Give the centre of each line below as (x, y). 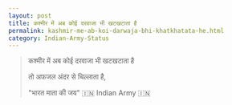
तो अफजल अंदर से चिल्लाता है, (67, 77)
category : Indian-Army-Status (59, 38)
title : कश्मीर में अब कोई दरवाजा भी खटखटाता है (73, 23)
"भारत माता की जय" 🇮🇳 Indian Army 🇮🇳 (89, 93)
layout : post (30, 16)
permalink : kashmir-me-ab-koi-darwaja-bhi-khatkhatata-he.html (116, 30)
